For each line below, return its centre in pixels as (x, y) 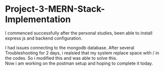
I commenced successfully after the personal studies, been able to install (79, 33)
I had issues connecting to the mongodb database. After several (70, 47)
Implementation (38, 19)
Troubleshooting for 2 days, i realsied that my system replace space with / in (82, 53)
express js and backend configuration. (44, 38)
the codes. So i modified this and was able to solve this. (61, 58)
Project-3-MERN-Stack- (55, 9)
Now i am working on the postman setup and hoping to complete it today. (79, 63)
